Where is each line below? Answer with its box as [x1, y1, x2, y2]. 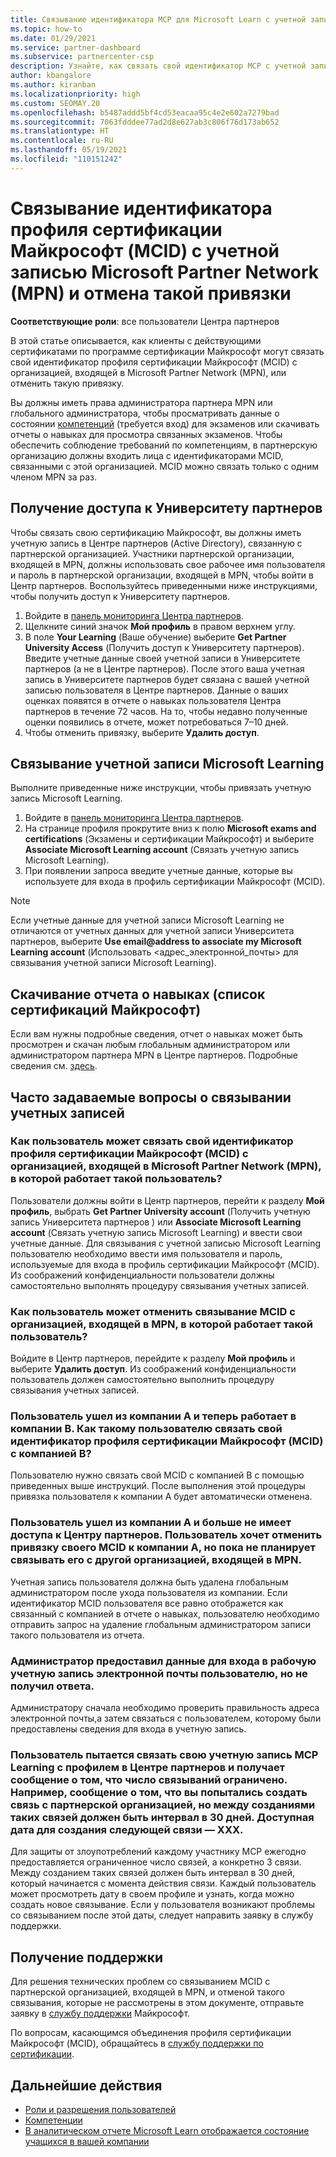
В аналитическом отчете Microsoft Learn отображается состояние [24, 2124, 310, 2136]
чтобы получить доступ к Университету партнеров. [10, 590, 231, 602]
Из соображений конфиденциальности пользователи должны [10, 1269, 275, 1281]
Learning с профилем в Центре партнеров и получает [10, 1760, 286, 1774]
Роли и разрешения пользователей [24, 2103, 177, 2115]
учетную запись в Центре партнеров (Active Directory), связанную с [10, 537, 303, 549]
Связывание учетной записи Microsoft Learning [10, 755, 325, 772]
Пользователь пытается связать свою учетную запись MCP [10, 1747, 319, 1761]
